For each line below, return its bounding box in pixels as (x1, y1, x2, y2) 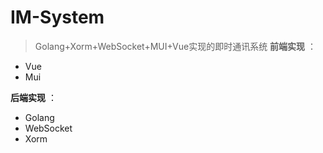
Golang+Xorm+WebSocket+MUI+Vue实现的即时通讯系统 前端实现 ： (34, 40, 317, 52)
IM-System (10, 6, 105, 29)
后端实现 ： (10, 91, 57, 103)
